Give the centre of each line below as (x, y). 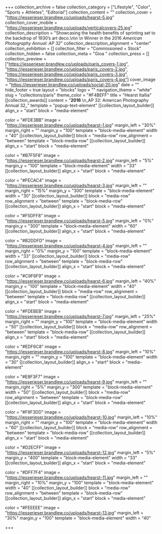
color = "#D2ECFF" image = (33, 447)
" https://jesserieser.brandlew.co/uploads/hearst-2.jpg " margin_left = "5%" (79, 161)
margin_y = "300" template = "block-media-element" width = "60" (71, 226)
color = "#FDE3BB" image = (33, 120)
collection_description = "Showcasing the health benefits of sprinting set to (80, 33)
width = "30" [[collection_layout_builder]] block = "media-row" (68, 196)
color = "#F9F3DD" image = (33, 412)
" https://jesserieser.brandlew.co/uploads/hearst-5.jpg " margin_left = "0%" (79, 221)
